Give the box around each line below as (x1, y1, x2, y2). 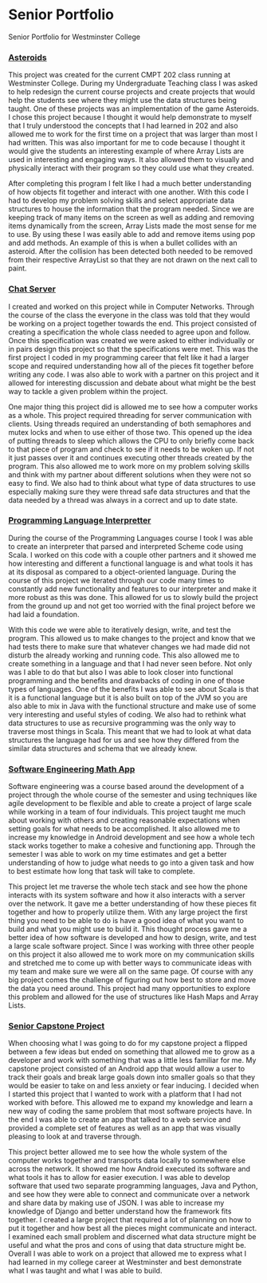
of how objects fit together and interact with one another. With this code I (8, 188, 249, 197)
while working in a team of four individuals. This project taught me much (8, 807, 245, 817)
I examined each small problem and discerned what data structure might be (8, 1232, 257, 1242)
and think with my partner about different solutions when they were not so (8, 469, 252, 480)
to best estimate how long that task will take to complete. (8, 867, 195, 876)
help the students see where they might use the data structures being (8, 96, 238, 105)
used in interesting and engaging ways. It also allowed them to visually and (8, 155, 254, 164)
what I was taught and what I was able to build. (8, 1266, 163, 1276)
